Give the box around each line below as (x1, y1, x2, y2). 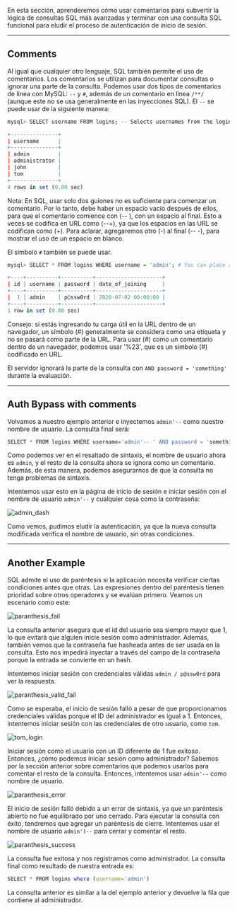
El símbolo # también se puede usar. (7, 248, 112, 256)
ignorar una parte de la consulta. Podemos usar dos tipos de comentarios (7, 81, 221, 91)
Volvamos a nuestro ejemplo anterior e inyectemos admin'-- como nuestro (7, 417, 224, 425)
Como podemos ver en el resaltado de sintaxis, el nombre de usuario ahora (7, 451, 226, 459)
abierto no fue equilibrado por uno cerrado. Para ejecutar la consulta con (7, 812, 220, 820)
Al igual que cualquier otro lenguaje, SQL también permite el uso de (7, 67, 204, 75)
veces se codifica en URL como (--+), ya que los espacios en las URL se (7, 219, 219, 227)
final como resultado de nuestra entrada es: (7, 862, 135, 870)
